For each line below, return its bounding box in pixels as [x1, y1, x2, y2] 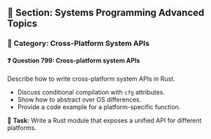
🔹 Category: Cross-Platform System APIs [7, 39, 150, 49]
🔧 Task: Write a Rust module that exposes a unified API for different [7, 116, 202, 124]
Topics [7, 18, 38, 30]
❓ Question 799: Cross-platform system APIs [7, 56, 140, 65]
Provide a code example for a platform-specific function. [17, 102, 181, 111]
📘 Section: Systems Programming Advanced [7, 7, 205, 19]
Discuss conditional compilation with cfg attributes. [17, 88, 166, 96]
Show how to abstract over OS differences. [17, 95, 142, 104]
